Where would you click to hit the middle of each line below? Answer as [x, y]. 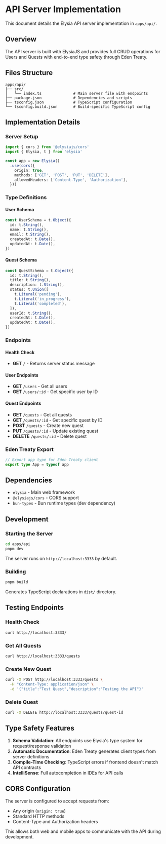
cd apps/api [18, 544]
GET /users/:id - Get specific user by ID [55, 392]
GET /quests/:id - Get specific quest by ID [57, 420]
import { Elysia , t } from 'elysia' [44, 152]
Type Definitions [26, 198]
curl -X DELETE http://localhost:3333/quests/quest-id [64, 713]
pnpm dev [14, 549]
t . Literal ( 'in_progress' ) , [43, 299]
